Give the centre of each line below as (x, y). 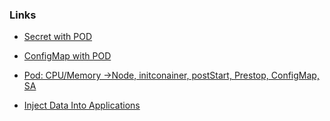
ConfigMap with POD (67, 56)
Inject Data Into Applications (82, 105)
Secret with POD (58, 37)
